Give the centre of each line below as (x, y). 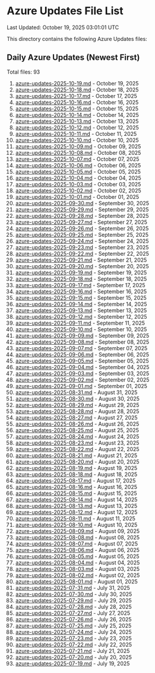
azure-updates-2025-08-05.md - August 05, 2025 (77, 556)
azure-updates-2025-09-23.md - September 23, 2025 (82, 247)
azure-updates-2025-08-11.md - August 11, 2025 (75, 518)
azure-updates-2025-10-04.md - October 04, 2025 (78, 178)
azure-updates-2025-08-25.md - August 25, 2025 (77, 430)
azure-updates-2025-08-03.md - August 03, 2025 (77, 569)
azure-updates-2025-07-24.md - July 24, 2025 (74, 632)
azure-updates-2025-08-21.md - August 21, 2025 (76, 455)
